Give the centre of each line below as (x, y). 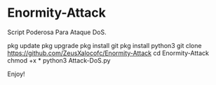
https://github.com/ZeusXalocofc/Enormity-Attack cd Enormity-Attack (108, 53)
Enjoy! (16, 74)
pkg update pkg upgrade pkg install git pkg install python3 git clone (104, 45)
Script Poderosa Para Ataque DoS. (57, 32)
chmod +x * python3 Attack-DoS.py (59, 60)
